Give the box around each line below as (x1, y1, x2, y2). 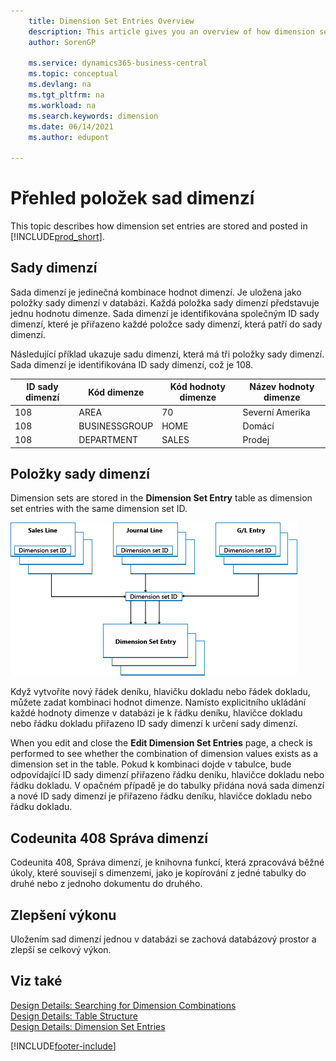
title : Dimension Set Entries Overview (28, 16, 195, 26)
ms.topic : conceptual (28, 69, 118, 79)
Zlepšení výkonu (10, 906, 117, 924)
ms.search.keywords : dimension (28, 111, 159, 121)
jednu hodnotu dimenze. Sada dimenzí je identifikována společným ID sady (10, 307, 320, 319)
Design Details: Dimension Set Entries (10, 1020, 166, 1032)
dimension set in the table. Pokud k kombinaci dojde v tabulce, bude (10, 758, 292, 770)
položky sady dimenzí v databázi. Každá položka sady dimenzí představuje (10, 296, 320, 309)
